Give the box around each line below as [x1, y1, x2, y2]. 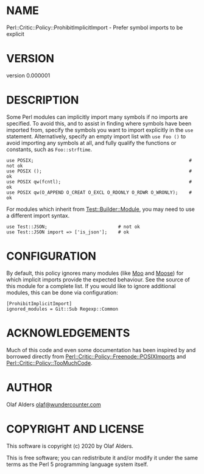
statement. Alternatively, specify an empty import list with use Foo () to [6, 132, 186, 140]
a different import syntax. [6, 211, 70, 219]
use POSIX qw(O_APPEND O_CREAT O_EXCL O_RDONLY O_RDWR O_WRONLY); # [6, 189, 192, 196]
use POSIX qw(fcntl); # [6, 179, 192, 185]
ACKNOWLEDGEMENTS [6, 326, 130, 340]
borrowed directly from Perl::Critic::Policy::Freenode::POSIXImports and [6, 353, 186, 360]
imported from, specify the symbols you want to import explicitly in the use [6, 126, 194, 133]
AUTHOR [6, 380, 53, 394]
